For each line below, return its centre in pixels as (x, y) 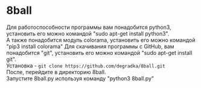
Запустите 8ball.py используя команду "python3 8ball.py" (80, 78)
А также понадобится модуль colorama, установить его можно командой (101, 40)
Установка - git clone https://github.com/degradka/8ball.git (86, 65)
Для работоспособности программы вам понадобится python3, (89, 27)
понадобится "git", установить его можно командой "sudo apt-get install (99, 52)
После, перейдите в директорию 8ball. (56, 72)
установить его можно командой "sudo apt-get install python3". (88, 33)
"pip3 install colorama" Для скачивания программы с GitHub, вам (90, 46)
